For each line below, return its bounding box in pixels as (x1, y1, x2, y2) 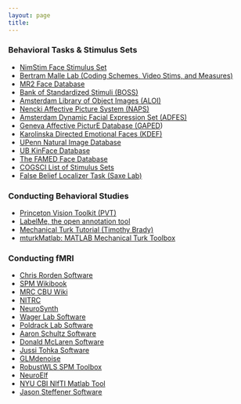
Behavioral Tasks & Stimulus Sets (8, 45, 138, 56)
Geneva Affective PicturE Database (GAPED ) (19, 121, 164, 130)
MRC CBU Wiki (19, 287, 68, 297)
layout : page (8, 11, 51, 20)
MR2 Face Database (19, 79, 85, 89)
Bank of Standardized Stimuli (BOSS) (19, 87, 138, 96)
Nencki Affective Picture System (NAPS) (19, 104, 150, 114)
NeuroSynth (19, 304, 59, 314)
